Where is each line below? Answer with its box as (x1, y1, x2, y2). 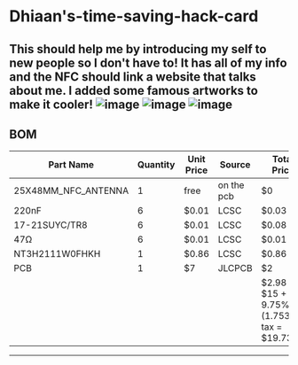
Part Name (48, 159, 95, 171)
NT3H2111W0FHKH (13, 248, 101, 260)
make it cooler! (9, 97, 93, 112)
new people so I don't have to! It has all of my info (9, 55, 287, 70)
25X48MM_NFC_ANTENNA (13, 184, 129, 197)
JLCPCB (217, 262, 253, 275)
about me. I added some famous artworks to (9, 82, 259, 98)
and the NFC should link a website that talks (9, 69, 257, 84)
